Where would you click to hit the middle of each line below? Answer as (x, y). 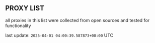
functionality (18, 25)
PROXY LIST (25, 8)
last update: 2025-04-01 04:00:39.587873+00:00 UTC (59, 35)
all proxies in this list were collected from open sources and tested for (77, 20)
